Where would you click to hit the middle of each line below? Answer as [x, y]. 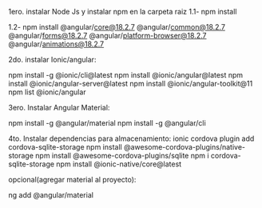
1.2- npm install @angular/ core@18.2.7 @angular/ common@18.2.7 [117, 27]
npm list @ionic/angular [47, 92]
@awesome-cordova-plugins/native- [185, 147]
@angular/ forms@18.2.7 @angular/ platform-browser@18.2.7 [107, 36]
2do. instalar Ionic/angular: [52, 60]
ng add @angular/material [51, 195]
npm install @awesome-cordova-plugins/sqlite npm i [122, 156]
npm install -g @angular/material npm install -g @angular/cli [107, 123]
